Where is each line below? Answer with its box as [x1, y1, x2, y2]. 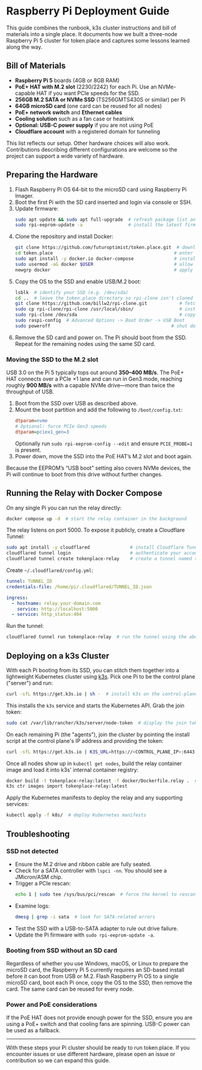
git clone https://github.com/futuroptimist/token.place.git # [14, 245, 180, 251]
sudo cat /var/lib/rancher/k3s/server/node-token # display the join [6, 720, 187, 726]
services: [6, 801, 29, 808]
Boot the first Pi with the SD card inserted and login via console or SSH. [14, 198, 192, 206]
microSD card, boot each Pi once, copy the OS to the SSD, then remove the [6, 979, 192, 986]
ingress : [6, 594, 28, 601]
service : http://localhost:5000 [17, 606, 98, 612]
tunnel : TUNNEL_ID [6, 579, 52, 585]
